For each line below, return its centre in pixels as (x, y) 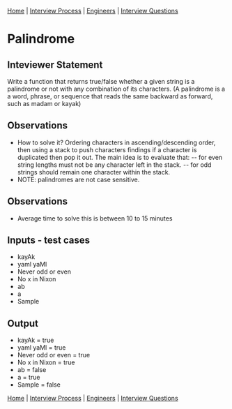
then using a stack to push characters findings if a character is (107, 149)
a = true (29, 378)
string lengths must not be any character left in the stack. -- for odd (114, 165)
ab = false (32, 370)
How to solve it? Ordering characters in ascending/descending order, (116, 142)
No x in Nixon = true (46, 362)
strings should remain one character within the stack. (94, 172)
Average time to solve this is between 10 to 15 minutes (95, 218)
